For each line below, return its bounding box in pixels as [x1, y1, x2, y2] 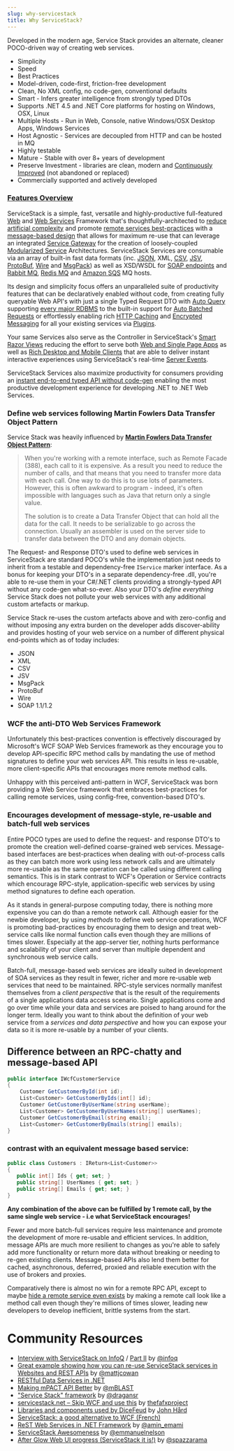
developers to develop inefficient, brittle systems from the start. [7, 1306, 191, 1315]
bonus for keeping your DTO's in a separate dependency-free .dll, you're [7, 571, 217, 579]
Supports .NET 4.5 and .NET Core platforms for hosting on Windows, [17, 101, 216, 110]
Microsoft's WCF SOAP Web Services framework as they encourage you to [7, 742, 224, 750]
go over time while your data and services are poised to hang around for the [7, 1003, 226, 1011]
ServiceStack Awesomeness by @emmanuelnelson [17, 1428, 166, 1436]
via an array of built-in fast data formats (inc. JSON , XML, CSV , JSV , [7, 253, 203, 262]
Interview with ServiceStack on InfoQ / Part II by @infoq [17, 1354, 178, 1362]
